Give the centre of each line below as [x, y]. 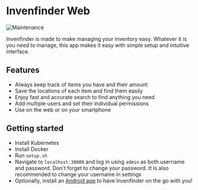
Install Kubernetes [37, 142]
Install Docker [31, 149]
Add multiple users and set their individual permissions [82, 103]
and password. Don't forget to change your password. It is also [92, 168]
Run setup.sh [31, 155]
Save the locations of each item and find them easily [79, 91]
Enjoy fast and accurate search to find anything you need [85, 97]
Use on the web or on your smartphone [63, 110]
